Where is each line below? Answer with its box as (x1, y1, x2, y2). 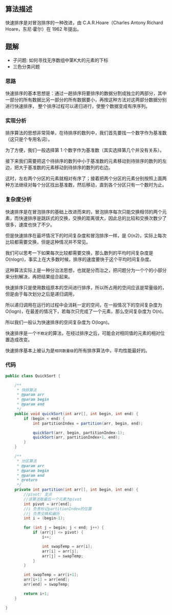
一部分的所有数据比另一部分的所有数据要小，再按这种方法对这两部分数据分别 (5, 97, 167, 103)
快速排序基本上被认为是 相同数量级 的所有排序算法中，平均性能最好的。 (5, 347, 150, 353)
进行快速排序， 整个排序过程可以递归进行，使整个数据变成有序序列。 (5, 103, 150, 109)
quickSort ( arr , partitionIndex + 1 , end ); (32, 435, 120, 440)
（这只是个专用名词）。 (5, 136, 53, 142)
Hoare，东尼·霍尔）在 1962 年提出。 (5, 26, 82, 32)
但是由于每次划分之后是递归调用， (5, 291, 77, 297)
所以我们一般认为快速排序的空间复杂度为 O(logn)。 (5, 319, 113, 325)
